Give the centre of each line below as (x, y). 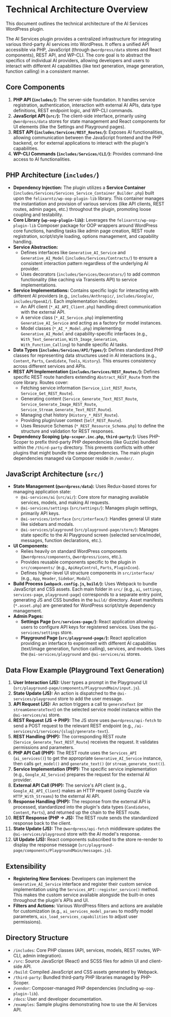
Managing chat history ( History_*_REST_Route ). (70, 415)
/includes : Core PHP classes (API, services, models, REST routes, (82, 950)
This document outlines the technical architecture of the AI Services (77, 23)
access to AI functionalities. (42, 159)
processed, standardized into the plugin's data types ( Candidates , (82, 807)
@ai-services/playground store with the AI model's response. (77, 834)
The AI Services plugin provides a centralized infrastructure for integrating (83, 39)
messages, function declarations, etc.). (61, 541)
